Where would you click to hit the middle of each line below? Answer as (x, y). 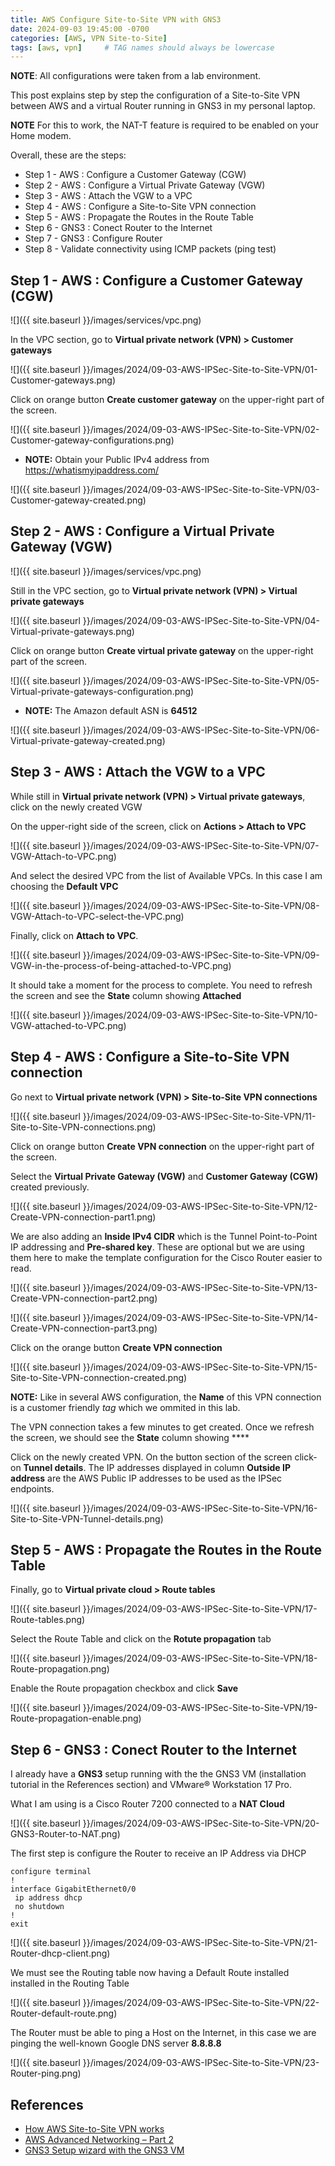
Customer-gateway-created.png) (78, 500)
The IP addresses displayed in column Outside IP (189, 1467)
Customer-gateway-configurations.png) (92, 440)
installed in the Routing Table (70, 1983)
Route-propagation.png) (60, 1669)
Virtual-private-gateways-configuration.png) (102, 691)
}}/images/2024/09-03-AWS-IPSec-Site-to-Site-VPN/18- (200, 1658)
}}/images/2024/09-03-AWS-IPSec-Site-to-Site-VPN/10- (200, 1015)
